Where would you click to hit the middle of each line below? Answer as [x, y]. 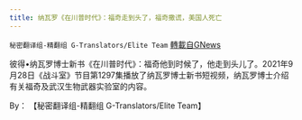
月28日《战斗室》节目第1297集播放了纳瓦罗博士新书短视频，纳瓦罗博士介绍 [149, 75]
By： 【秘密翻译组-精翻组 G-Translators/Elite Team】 [108, 106]
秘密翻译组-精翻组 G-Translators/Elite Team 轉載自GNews [115, 44]
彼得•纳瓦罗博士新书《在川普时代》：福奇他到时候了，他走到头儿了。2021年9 [151, 63]
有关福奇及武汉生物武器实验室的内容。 [80, 86]
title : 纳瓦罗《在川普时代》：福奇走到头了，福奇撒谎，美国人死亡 [116, 18]
